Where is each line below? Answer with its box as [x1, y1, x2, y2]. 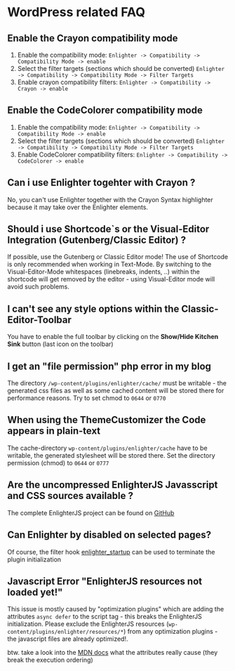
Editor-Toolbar [7, 314, 72, 326]
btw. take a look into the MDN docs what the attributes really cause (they [7, 649, 218, 657]
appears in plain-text [7, 425, 101, 437]
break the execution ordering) [7, 656, 93, 664]
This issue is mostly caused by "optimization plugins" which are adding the [7, 605, 224, 613]
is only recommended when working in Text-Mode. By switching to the [7, 260, 212, 269]
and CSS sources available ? [7, 490, 133, 502]
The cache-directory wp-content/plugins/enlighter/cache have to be [7, 444, 208, 452]
